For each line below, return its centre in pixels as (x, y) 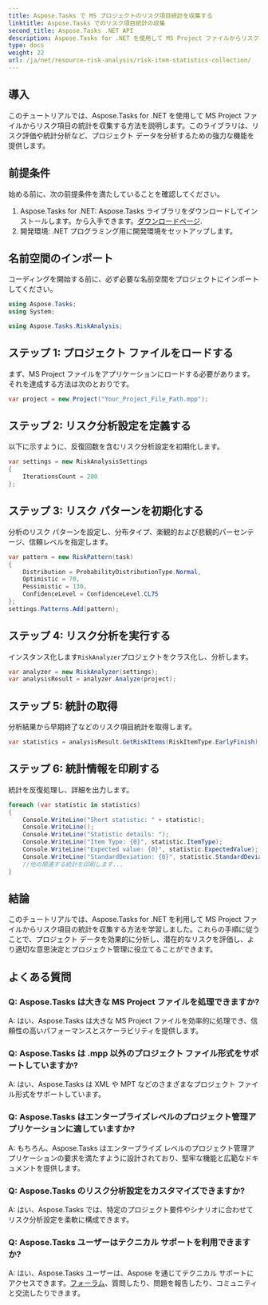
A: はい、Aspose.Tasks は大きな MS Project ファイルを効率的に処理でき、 (130, 1021)
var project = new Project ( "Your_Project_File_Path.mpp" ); (108, 399)
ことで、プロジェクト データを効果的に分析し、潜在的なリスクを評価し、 (128, 940)
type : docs (26, 46)
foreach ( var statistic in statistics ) (75, 804)
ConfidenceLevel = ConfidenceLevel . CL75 (91, 594)
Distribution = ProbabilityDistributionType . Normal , (112, 572)
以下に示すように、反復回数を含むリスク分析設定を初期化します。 (116, 447)
